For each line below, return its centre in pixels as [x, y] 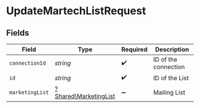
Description [172, 50]
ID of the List [171, 78]
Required [134, 50]
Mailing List [169, 92]
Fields [18, 33]
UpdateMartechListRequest [76, 11]
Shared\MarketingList [85, 96]
